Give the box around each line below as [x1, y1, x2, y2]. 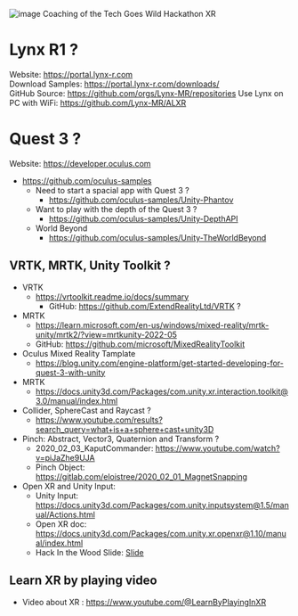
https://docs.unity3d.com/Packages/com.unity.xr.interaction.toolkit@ [35, 386, 289, 397]
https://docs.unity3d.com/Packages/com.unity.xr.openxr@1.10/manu [35, 528, 287, 538]
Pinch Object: [35, 462, 85, 472]
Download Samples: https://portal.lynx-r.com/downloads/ [9, 78, 220, 89]
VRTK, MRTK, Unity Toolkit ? [9, 259, 171, 274]
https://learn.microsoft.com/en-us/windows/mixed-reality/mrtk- [35, 319, 270, 330]
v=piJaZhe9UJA [35, 452, 95, 463]
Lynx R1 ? [9, 40, 78, 60]
